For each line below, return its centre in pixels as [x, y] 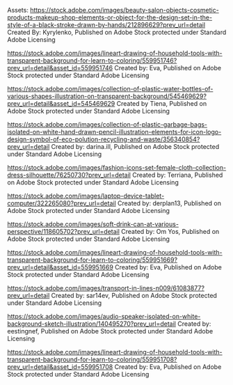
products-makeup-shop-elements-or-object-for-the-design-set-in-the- [110, 17]
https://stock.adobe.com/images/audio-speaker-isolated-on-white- [104, 316]
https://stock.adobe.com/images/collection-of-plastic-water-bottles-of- [110, 89]
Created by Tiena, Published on [162, 103]
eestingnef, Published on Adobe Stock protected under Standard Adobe [110, 331]
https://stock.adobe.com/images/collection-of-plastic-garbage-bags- [107, 124]
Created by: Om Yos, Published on [170, 231]
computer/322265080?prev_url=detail [62, 203]
